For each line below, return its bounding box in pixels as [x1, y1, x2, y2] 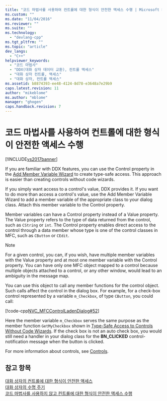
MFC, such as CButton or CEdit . [5, 232, 70, 238]
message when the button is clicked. [29, 338, 104, 344]
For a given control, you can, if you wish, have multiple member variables [5, 252, 155, 258]
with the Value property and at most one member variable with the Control [5, 257, 158, 263]
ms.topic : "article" [5, 44, 48, 49]
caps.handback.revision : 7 [5, 104, 61, 109]
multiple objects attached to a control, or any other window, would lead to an [5, 267, 162, 273]
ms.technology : [5, 30, 37, 35]
